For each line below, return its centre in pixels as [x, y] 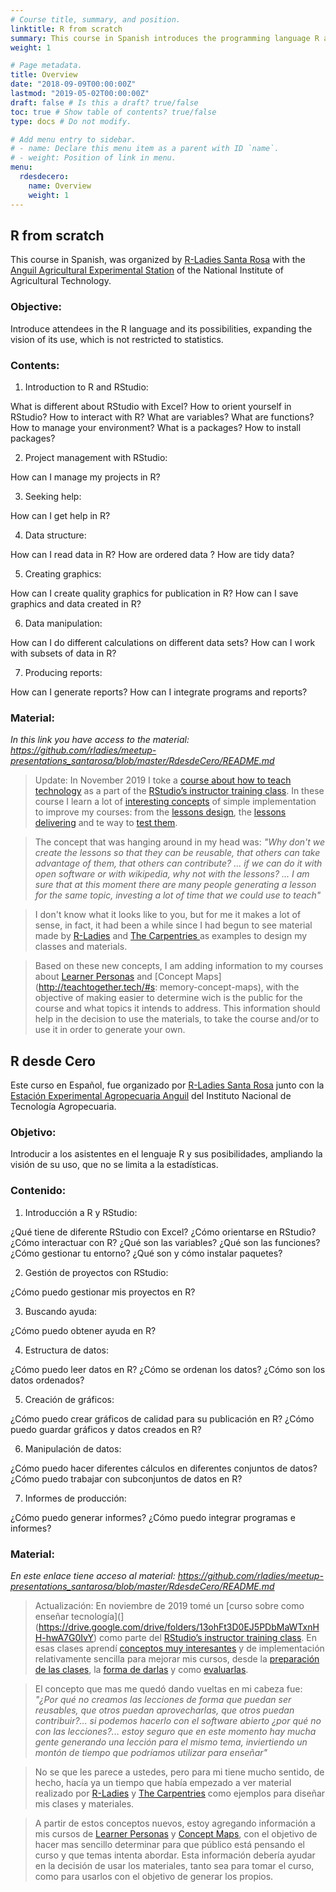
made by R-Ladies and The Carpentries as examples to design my [171, 936]
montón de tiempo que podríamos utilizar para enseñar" [151, 1752]
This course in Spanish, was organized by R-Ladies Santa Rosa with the [158, 260]
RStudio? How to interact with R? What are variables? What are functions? [162, 417]
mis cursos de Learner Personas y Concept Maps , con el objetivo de [176, 1833]
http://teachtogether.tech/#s [97, 987]
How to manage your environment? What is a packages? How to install [156, 427]
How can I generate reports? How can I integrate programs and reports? [159, 692]
